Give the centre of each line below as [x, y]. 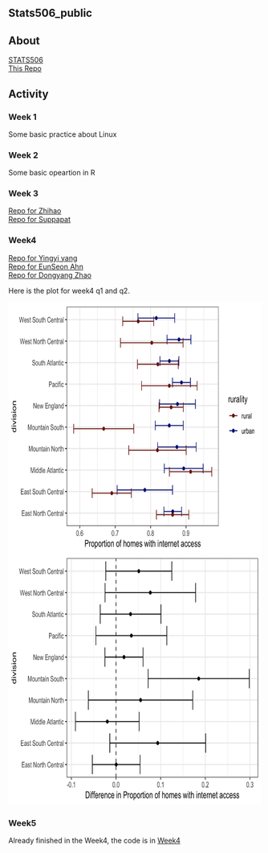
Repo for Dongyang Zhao [50, 275]
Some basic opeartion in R [52, 173]
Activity [29, 94]
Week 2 [23, 155]
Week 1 [23, 117]
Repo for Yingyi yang [43, 258]
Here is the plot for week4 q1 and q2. [69, 291]
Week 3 [23, 194]
